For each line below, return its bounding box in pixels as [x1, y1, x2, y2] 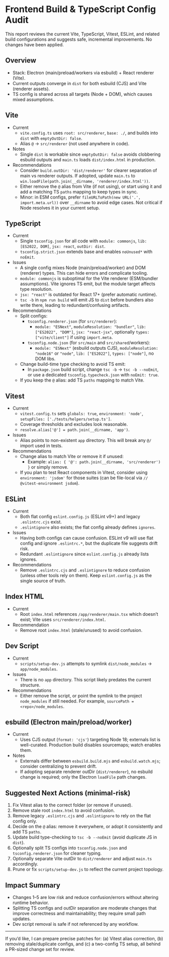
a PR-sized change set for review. [5, 946, 75, 952]
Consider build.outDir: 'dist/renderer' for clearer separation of [20, 167, 157, 173]
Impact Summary [5, 881, 60, 889]
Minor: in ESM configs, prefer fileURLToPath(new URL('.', [20, 194, 141, 200]
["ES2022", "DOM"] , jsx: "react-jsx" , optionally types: [35, 329, 150, 335]
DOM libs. [35, 356, 56, 362]
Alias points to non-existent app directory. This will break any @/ [20, 437, 152, 443]
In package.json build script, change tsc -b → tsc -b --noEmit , [27, 366, 159, 372]
